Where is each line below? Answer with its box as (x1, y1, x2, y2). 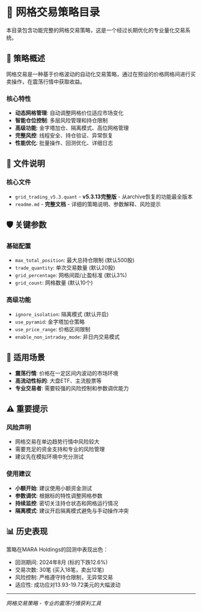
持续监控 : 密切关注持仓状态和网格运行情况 (14, 500, 118, 507)
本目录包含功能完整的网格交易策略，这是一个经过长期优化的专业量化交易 (6, 26, 185, 34)
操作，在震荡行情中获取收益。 (11, 78, 85, 85)
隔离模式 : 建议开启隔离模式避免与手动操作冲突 (14, 507, 129, 514)
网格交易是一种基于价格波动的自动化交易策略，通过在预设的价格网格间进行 (6, 70, 191, 78)
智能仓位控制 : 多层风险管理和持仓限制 (14, 117, 108, 124)
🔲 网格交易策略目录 (6, 5, 100, 19)
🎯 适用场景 (6, 352, 45, 363)
